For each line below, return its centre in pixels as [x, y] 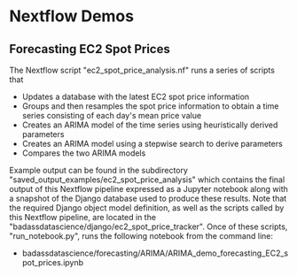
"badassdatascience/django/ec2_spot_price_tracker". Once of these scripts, [148, 226]
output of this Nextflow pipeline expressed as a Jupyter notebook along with [148, 189]
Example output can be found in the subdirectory [99, 170]
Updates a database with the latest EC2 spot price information [136, 96]
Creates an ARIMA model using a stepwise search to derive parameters [152, 144]
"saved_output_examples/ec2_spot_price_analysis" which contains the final [147, 180]
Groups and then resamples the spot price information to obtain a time [150, 106]
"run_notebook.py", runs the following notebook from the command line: [141, 236]
